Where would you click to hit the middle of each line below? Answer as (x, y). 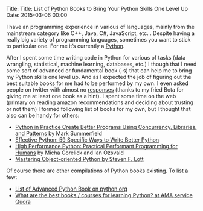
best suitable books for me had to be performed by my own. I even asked (98, 83)
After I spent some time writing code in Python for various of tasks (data (96, 58)
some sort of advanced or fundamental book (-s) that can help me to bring (99, 71)
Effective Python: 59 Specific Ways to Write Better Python (87, 140)
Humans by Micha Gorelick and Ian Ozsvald (69, 153)
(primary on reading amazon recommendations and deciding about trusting (100, 102)
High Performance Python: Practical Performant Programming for (96, 146)
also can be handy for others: (43, 115)
